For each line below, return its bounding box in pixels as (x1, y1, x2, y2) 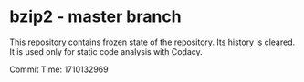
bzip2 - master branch (9, 6, 182, 27)
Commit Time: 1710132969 (9, 64, 109, 75)
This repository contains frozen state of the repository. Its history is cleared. (9, 36, 295, 47)
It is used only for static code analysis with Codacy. (9, 46, 203, 56)
